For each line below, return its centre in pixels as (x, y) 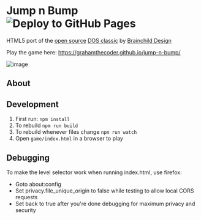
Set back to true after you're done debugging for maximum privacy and (105, 204)
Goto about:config (38, 184)
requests (26, 197)
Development (33, 104)
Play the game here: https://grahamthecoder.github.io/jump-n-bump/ (93, 52)
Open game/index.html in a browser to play (69, 139)
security (26, 210)
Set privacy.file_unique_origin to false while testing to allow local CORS (104, 191)
